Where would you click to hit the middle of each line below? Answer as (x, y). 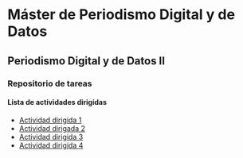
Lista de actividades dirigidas (57, 102)
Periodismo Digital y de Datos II (86, 61)
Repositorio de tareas (50, 83)
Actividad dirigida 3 (51, 137)
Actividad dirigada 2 (52, 128)
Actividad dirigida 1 (50, 120)
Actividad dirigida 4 (51, 145)
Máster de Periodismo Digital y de (121, 15)
